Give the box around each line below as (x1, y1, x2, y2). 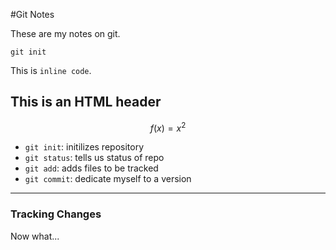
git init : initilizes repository (24, 141, 145, 153)
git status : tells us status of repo (24, 152, 165, 164)
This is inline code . (10, 65, 92, 76)
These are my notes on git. (10, 28, 121, 39)
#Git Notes (10, 9, 55, 20)
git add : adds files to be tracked (24, 162, 159, 174)
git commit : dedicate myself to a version (24, 173, 192, 185)
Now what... (10, 230, 60, 242)
